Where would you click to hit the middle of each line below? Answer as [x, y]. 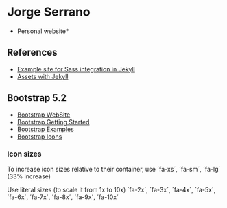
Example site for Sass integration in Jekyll [76, 69]
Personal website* [43, 31]
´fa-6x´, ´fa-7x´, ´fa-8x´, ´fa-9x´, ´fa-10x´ [63, 197]
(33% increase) [29, 176]
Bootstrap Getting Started [53, 122]
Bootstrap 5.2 [37, 98]
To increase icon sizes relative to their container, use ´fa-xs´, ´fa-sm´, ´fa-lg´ [114, 169]
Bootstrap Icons [39, 136]
